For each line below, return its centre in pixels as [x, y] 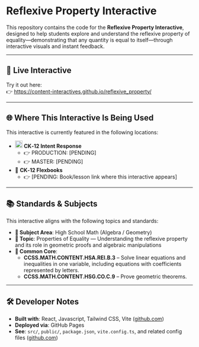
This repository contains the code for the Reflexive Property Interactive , [95, 27]
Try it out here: [24, 85]
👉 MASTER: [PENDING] [53, 161]
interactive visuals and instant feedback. [55, 46]
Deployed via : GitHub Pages [49, 325]
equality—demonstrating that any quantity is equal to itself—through [89, 40]
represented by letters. [52, 270]
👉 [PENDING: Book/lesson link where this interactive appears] [100, 177]
